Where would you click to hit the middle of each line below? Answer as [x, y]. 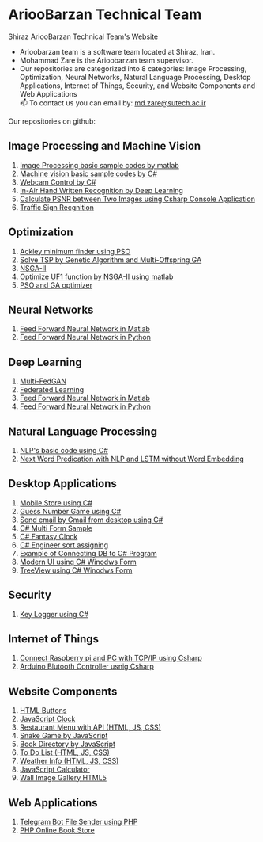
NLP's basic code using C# [64, 450]
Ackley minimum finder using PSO [75, 251]
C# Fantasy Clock [49, 536]
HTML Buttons [43, 711]
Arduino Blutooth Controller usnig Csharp [86, 666]
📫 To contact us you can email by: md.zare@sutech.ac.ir [113, 103]
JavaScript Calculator [55, 769]
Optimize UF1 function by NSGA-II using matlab [96, 276]
